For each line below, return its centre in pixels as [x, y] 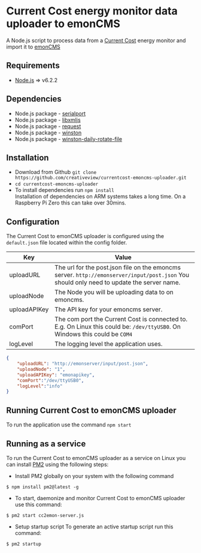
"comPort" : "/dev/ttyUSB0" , [51, 380]
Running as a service [46, 444]
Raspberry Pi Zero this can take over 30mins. [71, 203]
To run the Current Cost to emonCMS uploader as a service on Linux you [96, 458]
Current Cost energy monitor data [92, 11]
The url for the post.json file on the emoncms [118, 268]
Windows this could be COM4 [94, 334]
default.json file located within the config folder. [67, 243]
